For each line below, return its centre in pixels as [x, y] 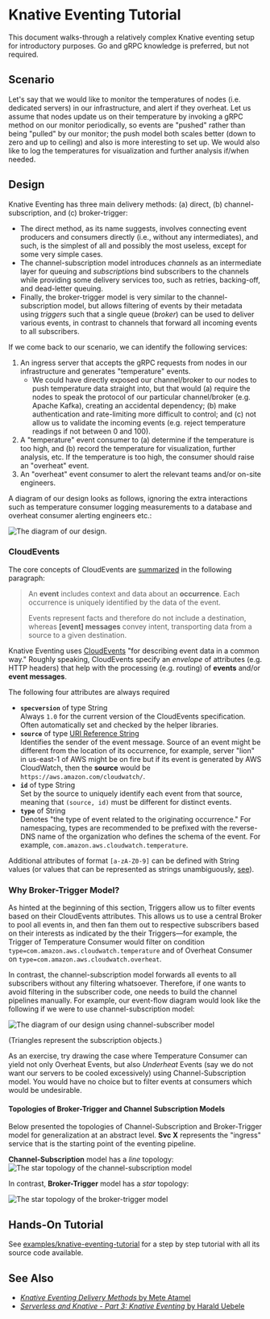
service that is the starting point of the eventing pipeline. [102, 1144]
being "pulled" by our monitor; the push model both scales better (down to [132, 133]
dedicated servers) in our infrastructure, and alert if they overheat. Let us [130, 107]
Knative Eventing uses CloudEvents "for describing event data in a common [134, 651]
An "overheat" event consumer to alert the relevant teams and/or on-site [141, 474]
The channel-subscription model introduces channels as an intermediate [141, 262]
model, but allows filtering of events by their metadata [153, 305]
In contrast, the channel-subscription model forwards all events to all [123, 975]
